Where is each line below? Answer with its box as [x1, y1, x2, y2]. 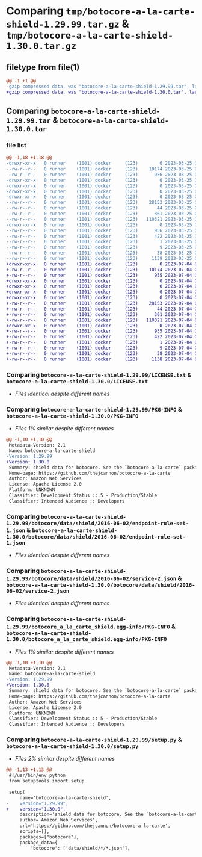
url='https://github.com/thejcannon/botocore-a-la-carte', [19, 823, 171, 829]
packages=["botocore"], [19, 834, 79, 840]
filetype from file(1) [6, 62, 80, 72]
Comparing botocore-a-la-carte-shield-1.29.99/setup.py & [6, 735, 182, 744]
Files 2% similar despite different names [14, 755, 115, 763]
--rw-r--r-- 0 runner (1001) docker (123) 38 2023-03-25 [6, 250, 192, 256]
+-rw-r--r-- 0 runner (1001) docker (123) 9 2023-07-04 [6, 345, 192, 351]
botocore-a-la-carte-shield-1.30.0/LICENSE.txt [6, 378, 148, 385]
